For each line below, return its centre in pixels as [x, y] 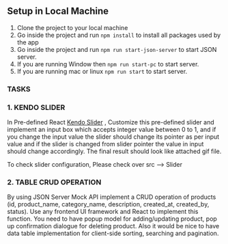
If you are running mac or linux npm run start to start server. [102, 71]
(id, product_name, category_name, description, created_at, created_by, [108, 204]
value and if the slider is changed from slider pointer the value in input [105, 144]
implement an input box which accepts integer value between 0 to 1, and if [112, 130]
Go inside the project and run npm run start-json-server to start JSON [117, 49]
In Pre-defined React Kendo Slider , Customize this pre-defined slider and [111, 122]
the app [28, 42]
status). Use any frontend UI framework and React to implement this [103, 212]
